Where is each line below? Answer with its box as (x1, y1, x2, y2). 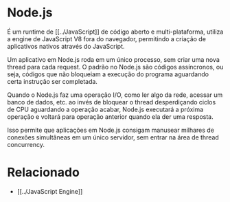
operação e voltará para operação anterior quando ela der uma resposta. (7, 112, 214, 121)
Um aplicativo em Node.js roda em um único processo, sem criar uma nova (7, 55, 220, 63)
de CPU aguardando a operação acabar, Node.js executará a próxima (7, 105, 204, 113)
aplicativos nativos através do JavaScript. (7, 42, 125, 50)
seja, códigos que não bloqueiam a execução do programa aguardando (7, 70, 209, 78)
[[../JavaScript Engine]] (16, 187, 83, 195)
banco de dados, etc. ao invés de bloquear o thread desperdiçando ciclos (7, 98, 216, 106)
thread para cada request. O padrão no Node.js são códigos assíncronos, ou (7, 63, 224, 71)
